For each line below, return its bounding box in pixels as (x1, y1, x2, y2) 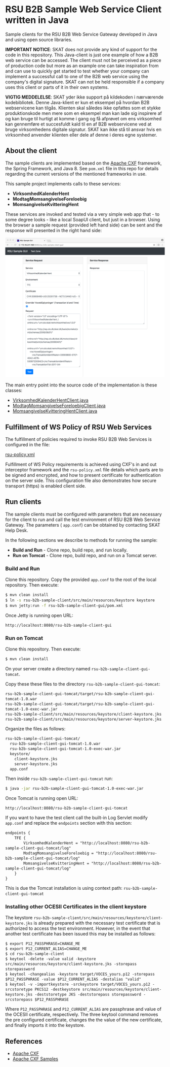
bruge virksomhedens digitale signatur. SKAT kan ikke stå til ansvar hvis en (5, 126, 162, 133)
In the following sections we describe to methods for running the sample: (5, 537, 158, 543)
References (5, 1037, 42, 1046)
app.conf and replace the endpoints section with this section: (5, 820, 132, 826)
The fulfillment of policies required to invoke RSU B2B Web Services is (5, 436, 152, 442)
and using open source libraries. (5, 37, 72, 43)
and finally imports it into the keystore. (5, 1022, 85, 1028)
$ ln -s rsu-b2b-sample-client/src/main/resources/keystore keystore (5, 598, 155, 603)
